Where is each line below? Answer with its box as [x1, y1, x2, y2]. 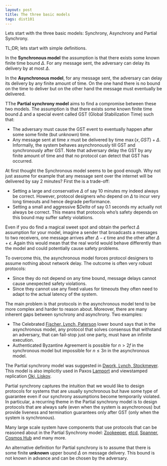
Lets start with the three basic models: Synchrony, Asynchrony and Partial [5, 30, 157, 36]
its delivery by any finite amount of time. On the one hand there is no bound [5, 80, 161, 86]
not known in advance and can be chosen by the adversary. [5, 455, 128, 462]
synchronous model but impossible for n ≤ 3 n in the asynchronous [12, 348, 150, 354]
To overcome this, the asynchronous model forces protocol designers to [5, 255, 154, 261]
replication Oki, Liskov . [5, 373, 52, 379]
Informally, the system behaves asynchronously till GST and [12, 142, 136, 148]
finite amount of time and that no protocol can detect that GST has [12, 153, 149, 159]
